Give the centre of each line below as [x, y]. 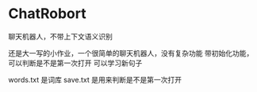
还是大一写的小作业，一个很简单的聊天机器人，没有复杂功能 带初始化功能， [131, 53]
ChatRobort [47, 14]
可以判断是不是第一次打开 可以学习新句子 [75, 63]
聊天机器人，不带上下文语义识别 [60, 36]
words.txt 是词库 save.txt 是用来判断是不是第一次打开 [95, 79]
